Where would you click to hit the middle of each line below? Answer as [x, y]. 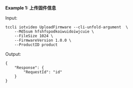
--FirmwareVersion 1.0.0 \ [43, 40]
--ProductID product [36, 45]
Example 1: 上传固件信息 [31, 8]
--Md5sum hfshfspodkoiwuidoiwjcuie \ [54, 32]
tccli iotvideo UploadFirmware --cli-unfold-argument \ [67, 27]
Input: [11, 18]
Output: [13, 54]
